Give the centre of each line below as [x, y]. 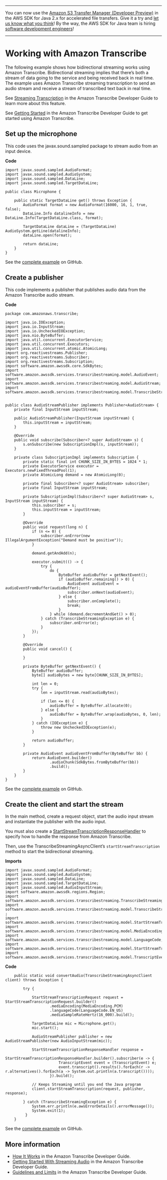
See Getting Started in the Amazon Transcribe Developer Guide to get [77, 113]
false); [13, 209]
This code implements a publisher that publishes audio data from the [76, 290]
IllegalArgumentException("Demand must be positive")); [64, 540]
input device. [18, 151]
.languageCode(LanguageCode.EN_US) [86, 1011]
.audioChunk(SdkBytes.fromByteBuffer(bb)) [94, 762]
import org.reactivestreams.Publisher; [46, 353]
